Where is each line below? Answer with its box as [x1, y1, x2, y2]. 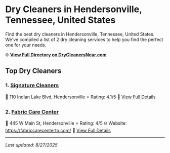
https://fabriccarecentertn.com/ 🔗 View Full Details [5, 127, 111, 133]
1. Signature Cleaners [5, 82, 59, 89]
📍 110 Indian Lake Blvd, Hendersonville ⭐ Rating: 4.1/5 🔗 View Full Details [5, 94, 156, 100]
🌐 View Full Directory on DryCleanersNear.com [5, 52, 107, 58]
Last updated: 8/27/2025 [5, 142, 58, 148]
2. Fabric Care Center [5, 108, 59, 115]
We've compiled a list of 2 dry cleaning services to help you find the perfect [5, 36, 163, 43]
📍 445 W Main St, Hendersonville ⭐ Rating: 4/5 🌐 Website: [5, 120, 127, 126]
